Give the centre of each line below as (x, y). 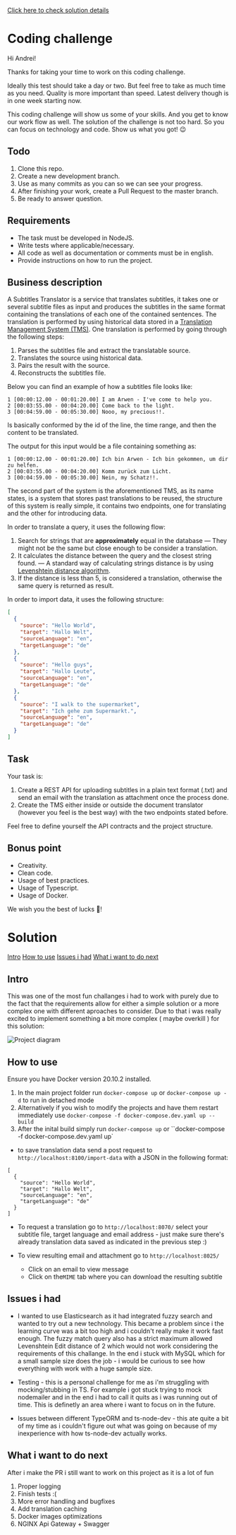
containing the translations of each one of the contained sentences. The (112, 314)
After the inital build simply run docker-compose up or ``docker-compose (121, 1129)
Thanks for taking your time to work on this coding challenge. (96, 72)
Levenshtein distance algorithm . (64, 571)
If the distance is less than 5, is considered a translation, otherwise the (120, 578)
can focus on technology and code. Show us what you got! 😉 (97, 129)
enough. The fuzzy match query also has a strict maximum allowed (115, 1338)
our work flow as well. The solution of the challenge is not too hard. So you (116, 121)
